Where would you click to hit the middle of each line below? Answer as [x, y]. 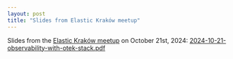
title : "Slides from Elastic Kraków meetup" [74, 20]
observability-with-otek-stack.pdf [56, 48]
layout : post [26, 14]
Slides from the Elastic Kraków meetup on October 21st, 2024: [98, 40]
